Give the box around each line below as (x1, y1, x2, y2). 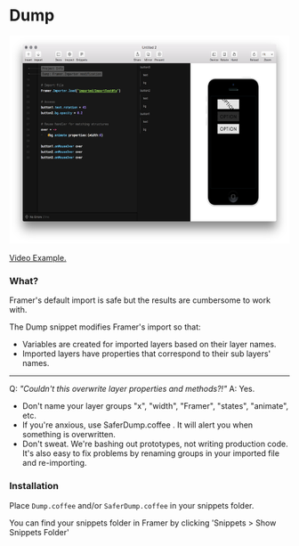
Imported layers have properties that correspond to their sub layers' (21, 348, 271, 359)
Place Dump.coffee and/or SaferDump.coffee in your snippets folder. (9, 500, 255, 510)
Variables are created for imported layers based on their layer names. (21, 339, 277, 350)
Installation (9, 480, 60, 493)
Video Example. (9, 252, 67, 263)
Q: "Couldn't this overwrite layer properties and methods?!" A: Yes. (9, 384, 255, 395)
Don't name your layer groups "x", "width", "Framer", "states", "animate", (21, 401, 289, 412)
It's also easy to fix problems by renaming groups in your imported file (21, 448, 280, 459)
